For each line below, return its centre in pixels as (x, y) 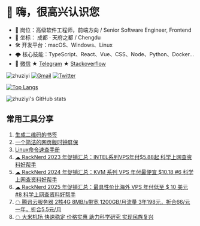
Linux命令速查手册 (37, 149)
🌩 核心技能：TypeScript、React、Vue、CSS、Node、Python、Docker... (104, 54)
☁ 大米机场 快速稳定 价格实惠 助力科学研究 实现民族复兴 (84, 216)
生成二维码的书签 (36, 135)
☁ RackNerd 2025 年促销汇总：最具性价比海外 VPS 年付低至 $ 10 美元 (101, 187)
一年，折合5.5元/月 (38, 209)
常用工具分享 (30, 119)
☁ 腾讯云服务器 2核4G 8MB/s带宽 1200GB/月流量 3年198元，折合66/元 (102, 201)
